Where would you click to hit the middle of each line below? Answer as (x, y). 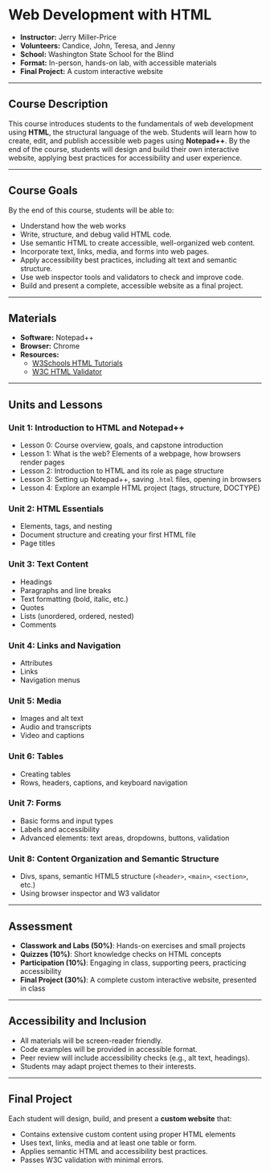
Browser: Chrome (50, 346)
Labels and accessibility (60, 829)
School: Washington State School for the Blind (97, 54)
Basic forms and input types (67, 821)
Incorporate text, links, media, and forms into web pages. (115, 251)
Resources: (39, 355)
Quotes (32, 607)
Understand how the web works (73, 225)
